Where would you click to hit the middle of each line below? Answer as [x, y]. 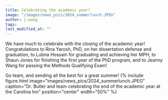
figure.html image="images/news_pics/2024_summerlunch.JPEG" [75, 81]
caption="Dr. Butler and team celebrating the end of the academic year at [83, 86]
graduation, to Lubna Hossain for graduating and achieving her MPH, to [81, 55]
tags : [11, 24]
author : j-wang [22, 19]
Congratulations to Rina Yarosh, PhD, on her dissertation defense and [78, 49]
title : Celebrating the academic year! [48, 10]
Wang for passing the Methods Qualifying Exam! [56, 66]
